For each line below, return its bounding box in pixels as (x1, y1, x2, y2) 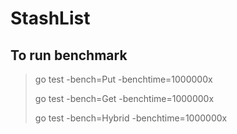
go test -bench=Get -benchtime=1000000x (34, 93, 215, 104)
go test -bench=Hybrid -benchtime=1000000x (34, 112, 228, 124)
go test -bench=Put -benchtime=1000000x (34, 73, 213, 85)
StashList (10, 7, 91, 30)
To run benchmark (10, 47, 128, 64)
